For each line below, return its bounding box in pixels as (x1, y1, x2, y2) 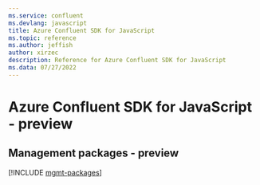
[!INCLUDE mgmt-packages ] (8, 167, 102, 177)
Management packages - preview (8, 147, 179, 160)
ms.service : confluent (8, 11, 84, 20)
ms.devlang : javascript (8, 19, 88, 27)
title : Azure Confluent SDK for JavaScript (8, 26, 156, 34)
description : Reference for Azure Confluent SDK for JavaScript (8, 57, 227, 65)
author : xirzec (8, 49, 59, 57)
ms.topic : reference (8, 33, 77, 42)
